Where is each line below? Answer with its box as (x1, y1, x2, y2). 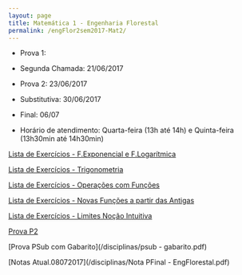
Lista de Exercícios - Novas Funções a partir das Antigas (8, 196, 195, 206)
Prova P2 (8, 226, 38, 236)
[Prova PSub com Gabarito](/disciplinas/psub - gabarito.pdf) (8, 242, 208, 252)
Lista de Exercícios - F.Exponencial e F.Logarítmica (8, 149, 177, 159)
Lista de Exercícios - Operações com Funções (8, 180, 160, 190)
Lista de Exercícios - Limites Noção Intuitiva (8, 211, 153, 221)
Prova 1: (19, 49, 46, 58)
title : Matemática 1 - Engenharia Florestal (8, 19, 159, 27)
